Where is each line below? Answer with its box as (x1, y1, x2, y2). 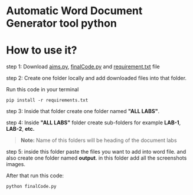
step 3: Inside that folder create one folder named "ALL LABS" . (6, 108, 160, 115)
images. (6, 161, 25, 168)
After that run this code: (6, 172, 64, 179)
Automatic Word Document (6, 4, 143, 18)
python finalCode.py (6, 184, 57, 190)
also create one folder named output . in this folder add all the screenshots (6, 154, 187, 161)
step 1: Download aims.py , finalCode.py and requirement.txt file (6, 63, 161, 70)
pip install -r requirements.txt (6, 97, 89, 104)
